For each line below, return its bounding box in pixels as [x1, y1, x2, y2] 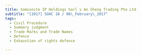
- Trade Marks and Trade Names [9, 29, 73, 34]
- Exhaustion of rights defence [9, 39, 76, 43]
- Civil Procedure [9, 20, 47, 26]
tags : [5, 16, 16, 21]
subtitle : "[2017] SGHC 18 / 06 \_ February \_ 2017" [5, 12, 108, 16]
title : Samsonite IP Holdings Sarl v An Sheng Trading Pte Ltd [5, 7, 137, 12]
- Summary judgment [9, 25, 49, 30]
